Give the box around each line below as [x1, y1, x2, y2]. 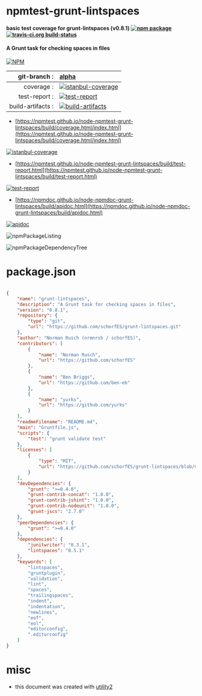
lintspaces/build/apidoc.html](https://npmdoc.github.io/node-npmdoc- [14, 202, 191, 210]
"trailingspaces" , [28, 592, 74, 598]
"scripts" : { [17, 430, 50, 436]
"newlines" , [28, 609, 58, 615]
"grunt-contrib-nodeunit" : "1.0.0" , [28, 503, 120, 509]
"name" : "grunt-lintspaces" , [17, 296, 90, 302]
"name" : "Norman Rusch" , [38, 352, 101, 358]
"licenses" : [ [17, 447, 52, 453]
